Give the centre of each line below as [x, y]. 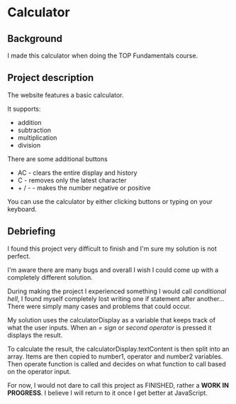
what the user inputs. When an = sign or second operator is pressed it [109, 327]
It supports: [24, 109]
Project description [51, 78]
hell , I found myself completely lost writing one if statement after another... [116, 298]
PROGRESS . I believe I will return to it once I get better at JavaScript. [107, 393]
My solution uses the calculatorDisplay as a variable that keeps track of [112, 320]
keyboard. [22, 209]
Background [35, 39]
